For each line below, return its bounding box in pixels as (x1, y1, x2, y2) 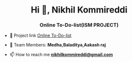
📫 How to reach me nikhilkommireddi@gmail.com (9, 52, 113, 58)
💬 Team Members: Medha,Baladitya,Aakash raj (9, 42, 106, 48)
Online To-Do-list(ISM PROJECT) (39, 22, 119, 29)
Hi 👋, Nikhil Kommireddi (31, 4, 128, 15)
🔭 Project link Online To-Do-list (9, 32, 72, 38)
